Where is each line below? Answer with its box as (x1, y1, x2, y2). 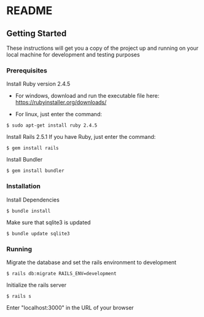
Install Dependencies (6, 196, 60, 203)
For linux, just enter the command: (15, 111, 103, 118)
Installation (6, 182, 41, 190)
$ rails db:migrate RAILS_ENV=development (6, 270, 117, 276)
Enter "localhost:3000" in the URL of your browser (6, 303, 134, 311)
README (6, 4, 53, 18)
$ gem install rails (6, 145, 60, 151)
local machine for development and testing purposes (6, 51, 140, 58)
